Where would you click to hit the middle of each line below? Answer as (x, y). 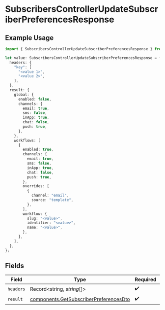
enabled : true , (38, 150)
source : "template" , (52, 200)
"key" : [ (23, 67)
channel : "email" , (50, 196)
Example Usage (29, 38)
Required (146, 279)
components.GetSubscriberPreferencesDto (80, 299)
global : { (24, 95)
